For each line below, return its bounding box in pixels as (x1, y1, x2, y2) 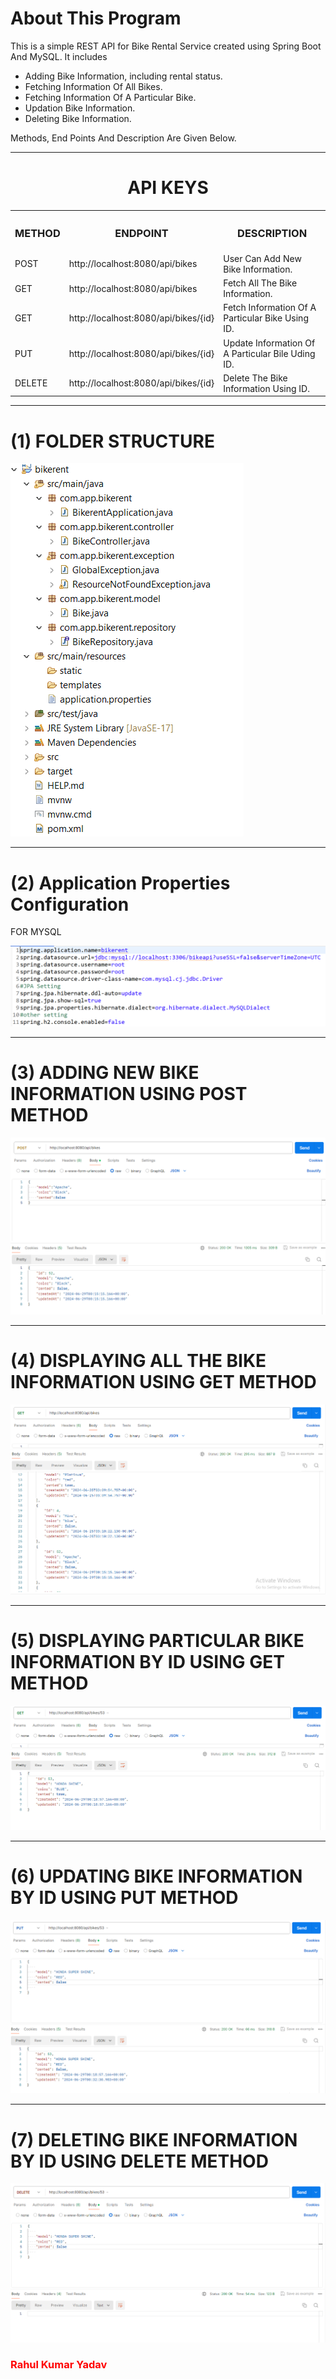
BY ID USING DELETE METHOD (10, 2150, 269, 2172)
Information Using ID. (223, 382, 310, 394)
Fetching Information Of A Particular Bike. (24, 91, 197, 103)
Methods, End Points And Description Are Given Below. (10, 132, 237, 144)
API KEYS (127, 177, 209, 199)
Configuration (10, 893, 130, 916)
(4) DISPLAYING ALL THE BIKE (10, 1349, 267, 1372)
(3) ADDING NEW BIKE (10, 1062, 200, 1084)
